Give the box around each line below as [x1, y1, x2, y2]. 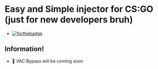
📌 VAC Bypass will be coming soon [11, 58, 83, 64]
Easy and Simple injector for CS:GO [4, 3, 154, 15]
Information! [4, 45, 44, 53]
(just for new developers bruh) [4, 14, 133, 25]
